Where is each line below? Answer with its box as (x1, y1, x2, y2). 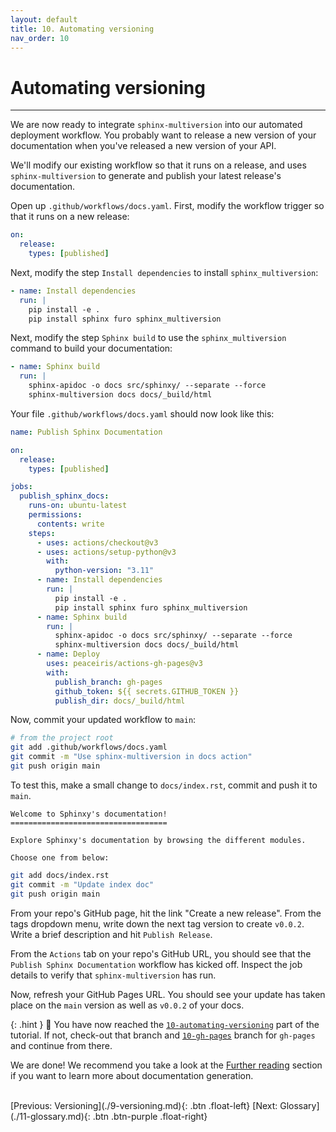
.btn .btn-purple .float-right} (92, 1110, 208, 1122)
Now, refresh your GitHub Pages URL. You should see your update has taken (10, 988, 326, 1000)
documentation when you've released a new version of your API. (10, 140, 277, 152)
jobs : (10, 482, 33, 492)
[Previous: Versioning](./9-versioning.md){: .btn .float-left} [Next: (10, 1099, 278, 1111)
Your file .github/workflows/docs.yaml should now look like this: (10, 407, 275, 420)
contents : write (36, 519, 105, 529)
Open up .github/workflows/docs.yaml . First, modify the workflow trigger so (10, 200, 325, 212)
